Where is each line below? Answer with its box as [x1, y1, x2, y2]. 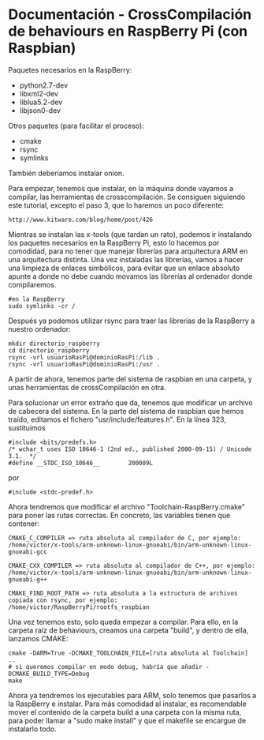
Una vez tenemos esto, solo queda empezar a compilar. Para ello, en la [8, 617, 239, 626]
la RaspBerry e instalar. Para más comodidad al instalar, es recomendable [8, 699, 247, 708]
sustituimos [8, 423, 46, 432]
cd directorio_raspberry [8, 346, 90, 355]
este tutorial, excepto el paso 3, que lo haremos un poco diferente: [8, 200, 225, 210]
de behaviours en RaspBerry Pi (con [8, 22, 248, 40]
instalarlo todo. [8, 724, 57, 734]
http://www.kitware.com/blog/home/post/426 [8, 216, 154, 224]
